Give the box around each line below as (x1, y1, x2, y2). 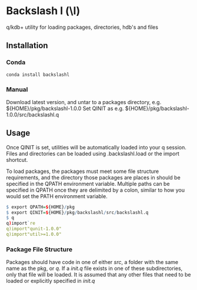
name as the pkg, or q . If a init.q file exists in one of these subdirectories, (6, 265, 183, 272)
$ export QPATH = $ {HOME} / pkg (6, 204, 75, 210)
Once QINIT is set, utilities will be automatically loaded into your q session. (6, 144, 186, 151)
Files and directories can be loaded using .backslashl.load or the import (6, 150, 179, 157)
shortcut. (6, 156, 28, 163)
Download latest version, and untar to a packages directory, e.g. (6, 98, 162, 105)
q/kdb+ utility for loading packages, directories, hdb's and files (6, 24, 159, 31)
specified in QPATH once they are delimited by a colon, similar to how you (6, 186, 185, 194)
